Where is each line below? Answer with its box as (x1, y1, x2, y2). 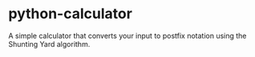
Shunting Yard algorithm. (8, 39, 91, 48)
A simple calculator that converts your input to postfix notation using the (8, 31, 247, 40)
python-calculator (8, 5, 132, 23)
